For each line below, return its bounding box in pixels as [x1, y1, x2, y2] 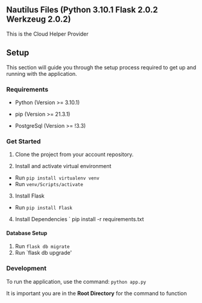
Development [6, 264, 47, 273]
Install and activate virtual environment [14, 163, 112, 170]
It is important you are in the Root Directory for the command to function [6, 289, 187, 297]
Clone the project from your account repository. [14, 151, 134, 158]
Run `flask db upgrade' [14, 249, 72, 257]
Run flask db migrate [14, 243, 70, 250]
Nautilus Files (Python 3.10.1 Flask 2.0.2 [6, 5, 158, 15]
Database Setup [6, 229, 48, 237]
